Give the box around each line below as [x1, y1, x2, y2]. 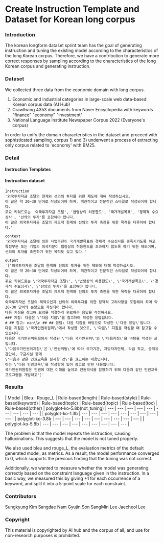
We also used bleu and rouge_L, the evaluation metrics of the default [5, 445, 144, 451]
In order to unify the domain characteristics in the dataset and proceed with [5, 131, 158, 138]
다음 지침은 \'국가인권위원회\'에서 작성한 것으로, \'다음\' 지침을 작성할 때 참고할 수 [5, 325, 158, 330]
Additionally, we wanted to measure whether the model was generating [5, 465, 149, 471]
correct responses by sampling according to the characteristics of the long [5, 58, 156, 64]
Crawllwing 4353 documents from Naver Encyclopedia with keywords [12, 106, 153, 112]
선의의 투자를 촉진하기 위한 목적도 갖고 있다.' [5, 249, 87, 254]
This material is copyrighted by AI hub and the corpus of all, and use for [5, 527, 150, 533]
